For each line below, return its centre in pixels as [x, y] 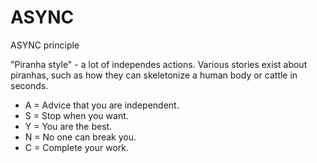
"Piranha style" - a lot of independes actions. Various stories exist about [159, 64]
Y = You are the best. [68, 126]
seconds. [29, 85]
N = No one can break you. [80, 137]
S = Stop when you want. [76, 115]
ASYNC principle [45, 45]
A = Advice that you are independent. [102, 105]
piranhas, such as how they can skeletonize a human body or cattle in [154, 75]
